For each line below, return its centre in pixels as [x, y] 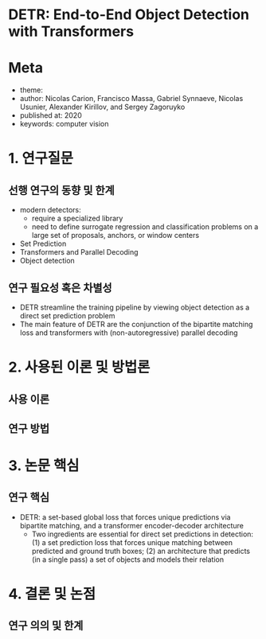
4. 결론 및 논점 [52, 594]
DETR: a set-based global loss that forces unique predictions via [125, 517]
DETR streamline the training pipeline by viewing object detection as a [135, 307]
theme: [31, 90]
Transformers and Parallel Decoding [79, 252]
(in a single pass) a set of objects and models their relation [128, 559]
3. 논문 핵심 [44, 466]
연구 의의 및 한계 [46, 626]
